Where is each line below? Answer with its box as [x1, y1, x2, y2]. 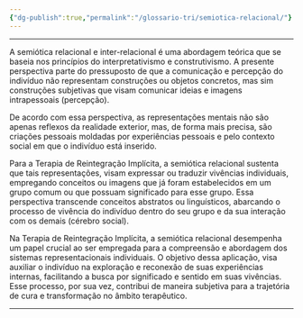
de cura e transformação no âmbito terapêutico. [9, 290, 188, 301]
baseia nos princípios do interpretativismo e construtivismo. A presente [9, 56, 275, 67]
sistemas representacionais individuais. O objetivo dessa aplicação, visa [9, 251, 278, 262]
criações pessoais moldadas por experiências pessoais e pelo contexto [9, 131, 275, 141]
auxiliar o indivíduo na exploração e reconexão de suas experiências [9, 261, 264, 272]
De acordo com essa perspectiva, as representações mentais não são [9, 112, 269, 123]
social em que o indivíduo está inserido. [9, 141, 158, 151]
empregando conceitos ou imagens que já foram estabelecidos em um [9, 177, 272, 187]
